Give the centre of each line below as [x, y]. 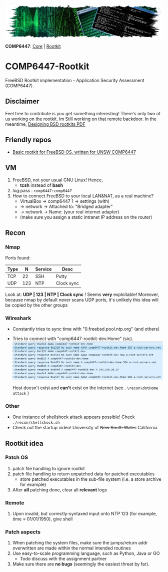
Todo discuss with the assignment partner [63, 559]
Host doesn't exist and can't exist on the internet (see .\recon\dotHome [85, 388]
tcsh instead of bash [41, 185]
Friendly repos [28, 140]
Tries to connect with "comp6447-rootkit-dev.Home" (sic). [73, 339]
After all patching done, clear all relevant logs [60, 490]
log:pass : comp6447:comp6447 [42, 190]
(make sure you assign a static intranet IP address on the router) [86, 217]
